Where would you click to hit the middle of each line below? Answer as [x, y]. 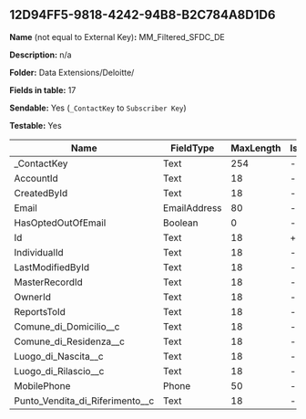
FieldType [193, 148]
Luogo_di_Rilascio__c [59, 371]
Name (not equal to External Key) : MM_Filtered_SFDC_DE [117, 37]
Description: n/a [41, 55]
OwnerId [33, 297]
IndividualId [39, 252]
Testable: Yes [36, 125]
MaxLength [256, 148]
